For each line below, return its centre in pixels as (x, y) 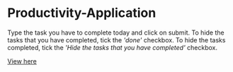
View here (22, 61)
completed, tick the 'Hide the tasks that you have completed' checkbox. (113, 47)
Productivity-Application (82, 13)
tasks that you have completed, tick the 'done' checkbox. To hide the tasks (116, 40)
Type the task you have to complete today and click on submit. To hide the (116, 32)
